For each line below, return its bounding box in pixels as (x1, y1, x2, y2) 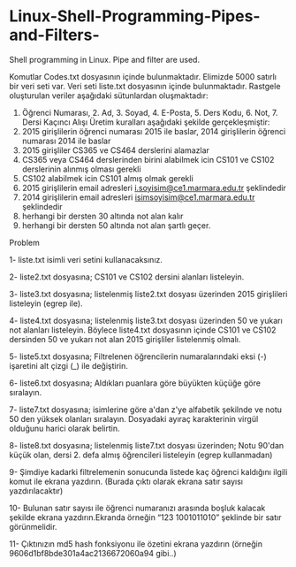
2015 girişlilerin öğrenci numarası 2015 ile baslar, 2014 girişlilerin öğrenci (21, 126, 286, 136)
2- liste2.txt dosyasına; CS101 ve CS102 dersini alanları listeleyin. (9, 272, 245, 282)
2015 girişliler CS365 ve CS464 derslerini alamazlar (21, 144, 210, 156)
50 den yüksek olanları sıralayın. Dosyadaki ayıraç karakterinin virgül (9, 413, 259, 424)
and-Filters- (9, 25, 100, 45)
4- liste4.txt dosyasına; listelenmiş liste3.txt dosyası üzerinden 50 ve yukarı (9, 315, 283, 326)
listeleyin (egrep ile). (9, 298, 83, 309)
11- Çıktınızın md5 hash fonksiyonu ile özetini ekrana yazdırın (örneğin (9, 538, 263, 549)
